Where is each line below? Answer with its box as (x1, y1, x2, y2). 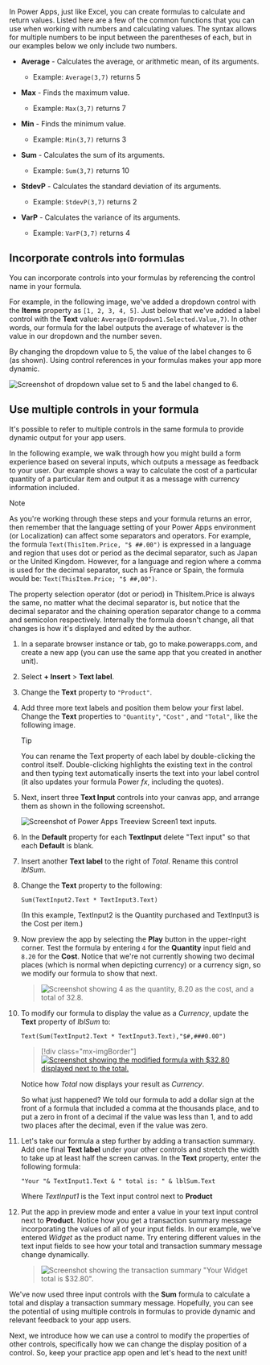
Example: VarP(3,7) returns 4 (32, 229, 131, 237)
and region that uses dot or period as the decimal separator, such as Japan (9, 547, 258, 558)
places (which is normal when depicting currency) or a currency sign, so (20, 959, 261, 969)
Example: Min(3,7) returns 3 (32, 134, 127, 144)
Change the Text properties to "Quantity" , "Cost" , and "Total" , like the (20, 711, 258, 721)
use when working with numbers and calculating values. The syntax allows (9, 24, 257, 33)
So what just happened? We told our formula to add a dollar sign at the (20, 1095, 255, 1104)
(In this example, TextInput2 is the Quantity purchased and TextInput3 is (20, 909, 260, 920)
